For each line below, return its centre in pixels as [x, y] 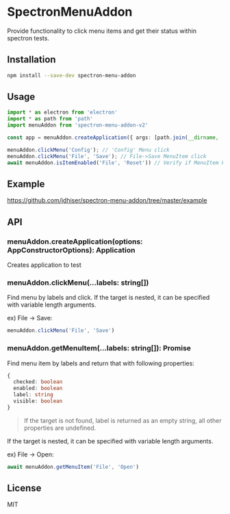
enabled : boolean [38, 388]
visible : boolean [38, 401]
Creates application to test [44, 265]
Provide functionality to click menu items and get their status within [102, 31]
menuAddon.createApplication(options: [75, 242]
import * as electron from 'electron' [62, 113]
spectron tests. [28, 38]
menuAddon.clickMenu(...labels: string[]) [78, 283]
